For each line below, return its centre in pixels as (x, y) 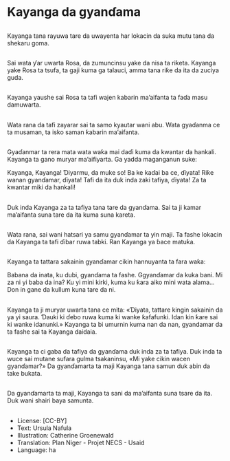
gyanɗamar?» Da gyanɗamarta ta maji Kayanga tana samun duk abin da (109, 366)
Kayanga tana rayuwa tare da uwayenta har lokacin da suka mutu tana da (111, 36)
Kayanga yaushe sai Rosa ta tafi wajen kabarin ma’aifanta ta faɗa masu (107, 98)
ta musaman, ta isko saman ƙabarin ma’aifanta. (73, 132)
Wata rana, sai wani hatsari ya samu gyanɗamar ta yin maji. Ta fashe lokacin (115, 234)
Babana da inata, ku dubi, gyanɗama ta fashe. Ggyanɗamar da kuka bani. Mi (115, 275)
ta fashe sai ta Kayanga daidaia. (52, 332)
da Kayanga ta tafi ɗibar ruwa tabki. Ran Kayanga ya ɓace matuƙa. (101, 242)
